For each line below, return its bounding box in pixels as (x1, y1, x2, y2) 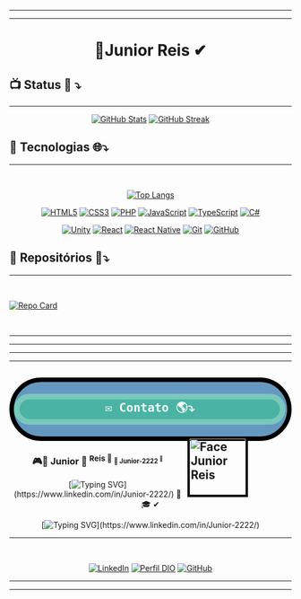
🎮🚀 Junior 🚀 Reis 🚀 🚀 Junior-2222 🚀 (31, 453, 164, 468)
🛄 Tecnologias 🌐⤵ (9, 140, 109, 155)
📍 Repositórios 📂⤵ (9, 251, 110, 266)
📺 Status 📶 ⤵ (9, 77, 82, 92)
